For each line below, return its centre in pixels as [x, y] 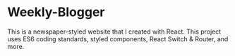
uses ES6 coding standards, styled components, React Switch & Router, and [118, 38]
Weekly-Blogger [56, 12]
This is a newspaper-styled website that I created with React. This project [114, 31]
